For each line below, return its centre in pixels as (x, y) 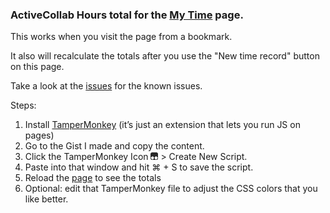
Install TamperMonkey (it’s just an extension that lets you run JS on (162, 125)
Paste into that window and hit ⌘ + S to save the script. (139, 167)
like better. (46, 199)
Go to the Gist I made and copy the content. (114, 146)
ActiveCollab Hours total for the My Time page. (127, 15)
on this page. (37, 67)
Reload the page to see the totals (93, 178)
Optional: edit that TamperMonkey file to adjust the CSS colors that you (171, 189)
